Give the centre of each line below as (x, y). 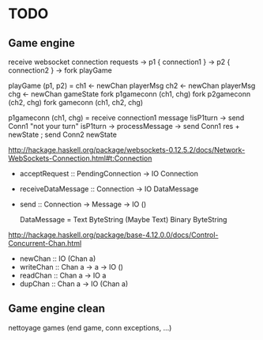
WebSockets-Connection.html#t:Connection (80, 158)
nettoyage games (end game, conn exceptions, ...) (90, 327)
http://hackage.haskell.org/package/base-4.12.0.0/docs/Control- (113, 235)
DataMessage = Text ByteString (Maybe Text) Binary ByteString (123, 219)
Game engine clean (56, 309)
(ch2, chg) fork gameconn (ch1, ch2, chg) (76, 102)
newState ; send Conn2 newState (62, 134)
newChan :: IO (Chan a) (58, 259)
